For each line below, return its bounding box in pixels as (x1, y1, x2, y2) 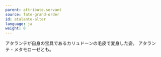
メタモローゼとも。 (14, 46, 54, 52)
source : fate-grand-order (5, 12, 59, 17)
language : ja (5, 21, 33, 26)
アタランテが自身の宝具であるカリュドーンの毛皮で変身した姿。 (5, 40, 137, 46)
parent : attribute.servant (5, 7, 62, 12)
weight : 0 (5, 26, 26, 31)
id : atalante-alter (5, 16, 46, 21)
